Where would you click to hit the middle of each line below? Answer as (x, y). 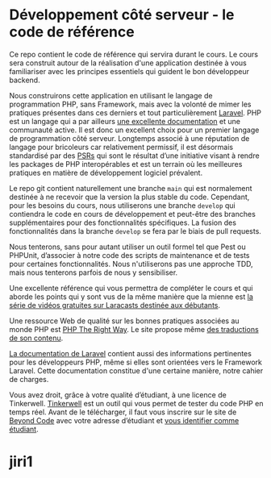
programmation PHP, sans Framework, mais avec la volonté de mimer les (131, 104)
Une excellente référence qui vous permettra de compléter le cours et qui (131, 288)
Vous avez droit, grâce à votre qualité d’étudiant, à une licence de (118, 395)
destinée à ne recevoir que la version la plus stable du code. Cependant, (129, 197)
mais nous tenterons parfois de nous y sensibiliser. (94, 272)
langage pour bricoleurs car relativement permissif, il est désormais (121, 147)
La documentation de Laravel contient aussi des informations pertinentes (131, 353)
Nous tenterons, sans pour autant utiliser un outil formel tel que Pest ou (127, 247)
